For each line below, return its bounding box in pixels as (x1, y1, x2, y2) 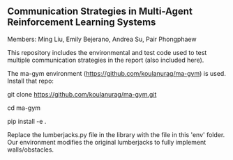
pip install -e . (7, 117, 47, 125)
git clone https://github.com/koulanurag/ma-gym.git (7, 90, 157, 98)
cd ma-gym (7, 104, 40, 112)
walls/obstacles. (7, 145, 54, 154)
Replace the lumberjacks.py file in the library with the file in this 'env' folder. (7, 130, 225, 138)
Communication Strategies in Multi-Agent (7, 6, 193, 17)
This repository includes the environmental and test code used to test (7, 48, 207, 56)
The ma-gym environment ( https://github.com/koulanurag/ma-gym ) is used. (7, 69, 227, 77)
